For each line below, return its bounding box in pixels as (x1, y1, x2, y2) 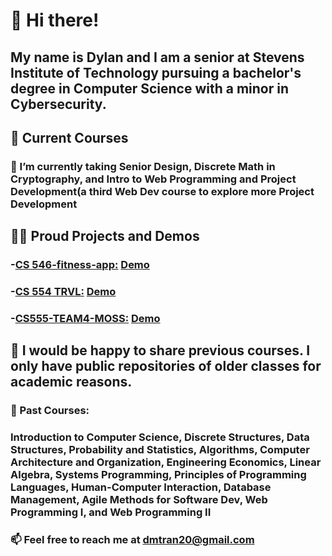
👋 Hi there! (10, 9, 100, 32)
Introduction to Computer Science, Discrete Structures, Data (10, 430, 310, 444)
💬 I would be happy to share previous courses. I (10, 342, 311, 359)
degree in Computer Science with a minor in (10, 80, 290, 97)
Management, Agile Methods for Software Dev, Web (10, 493, 268, 507)
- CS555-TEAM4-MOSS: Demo (10, 312, 161, 326)
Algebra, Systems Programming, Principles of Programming (10, 468, 307, 482)
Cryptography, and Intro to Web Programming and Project (10, 172, 297, 186)
